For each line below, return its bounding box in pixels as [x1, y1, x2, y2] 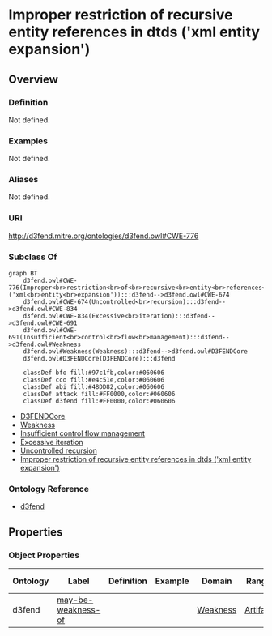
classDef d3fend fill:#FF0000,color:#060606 [23, 397, 176, 406]
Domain [201, 575, 232, 587]
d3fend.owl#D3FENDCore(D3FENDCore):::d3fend [23, 355, 176, 363]
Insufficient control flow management [19, 429, 146, 438]
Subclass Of [8, 251, 58, 263]
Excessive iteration [19, 438, 83, 447]
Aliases [8, 174, 39, 186]
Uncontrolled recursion [19, 446, 97, 455]
